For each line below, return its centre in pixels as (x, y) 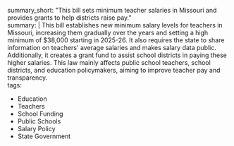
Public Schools (39, 121)
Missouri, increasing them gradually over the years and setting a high (108, 32)
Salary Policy (36, 129)
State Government (44, 136)
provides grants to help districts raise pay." (69, 18)
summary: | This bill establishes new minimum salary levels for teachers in (115, 25)
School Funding (40, 114)
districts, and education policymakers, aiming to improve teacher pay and (114, 70)
